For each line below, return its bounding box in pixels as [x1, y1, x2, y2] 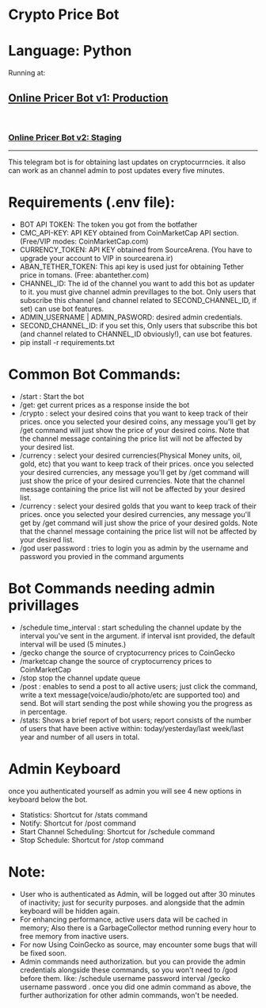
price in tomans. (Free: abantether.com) [19, 270, 150, 280]
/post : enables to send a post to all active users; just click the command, [19, 682, 258, 692]
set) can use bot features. [19, 304, 104, 314]
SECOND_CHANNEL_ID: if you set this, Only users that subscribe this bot [19, 321, 257, 331]
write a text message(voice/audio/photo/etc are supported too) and [19, 690, 240, 699]
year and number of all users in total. [19, 732, 140, 742]
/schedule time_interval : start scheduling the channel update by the [19, 623, 242, 632]
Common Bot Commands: [8, 366, 181, 384]
